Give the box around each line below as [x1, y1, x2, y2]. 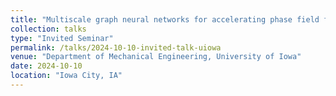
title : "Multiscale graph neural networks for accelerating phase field [10, 14, 320, 25]
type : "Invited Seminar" [10, 33, 114, 43]
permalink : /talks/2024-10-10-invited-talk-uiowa [10, 42, 222, 53]
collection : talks [10, 24, 87, 34]
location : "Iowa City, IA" [10, 71, 123, 81]
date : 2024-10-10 [10, 61, 83, 71]
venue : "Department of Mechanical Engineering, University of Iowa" [10, 52, 302, 62]
